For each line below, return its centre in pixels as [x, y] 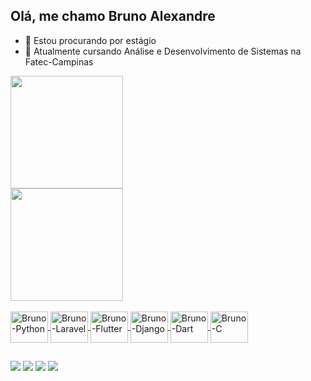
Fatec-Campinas [59, 61]
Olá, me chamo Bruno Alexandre [113, 16]
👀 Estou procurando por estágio [90, 40]
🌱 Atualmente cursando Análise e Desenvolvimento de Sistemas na [163, 51]
